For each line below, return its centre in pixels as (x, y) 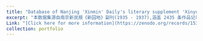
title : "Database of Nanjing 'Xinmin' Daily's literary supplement (93, 12)
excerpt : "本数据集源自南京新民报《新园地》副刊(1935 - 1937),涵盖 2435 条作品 (99, 17)
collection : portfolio (35, 29)
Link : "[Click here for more (43, 23)
